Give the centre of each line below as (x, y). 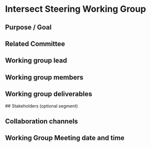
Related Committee (35, 44)
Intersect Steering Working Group (75, 9)
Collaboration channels (42, 121)
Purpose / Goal (28, 27)
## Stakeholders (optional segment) (42, 106)
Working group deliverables (49, 94)
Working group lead (36, 61)
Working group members (44, 77)
